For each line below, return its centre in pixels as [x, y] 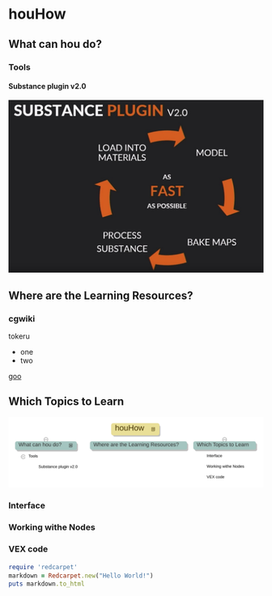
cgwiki [22, 318]
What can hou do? [55, 44]
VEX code [28, 549]
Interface [27, 505]
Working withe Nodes [52, 527]
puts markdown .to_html [47, 584]
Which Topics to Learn [66, 402]
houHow [37, 14]
